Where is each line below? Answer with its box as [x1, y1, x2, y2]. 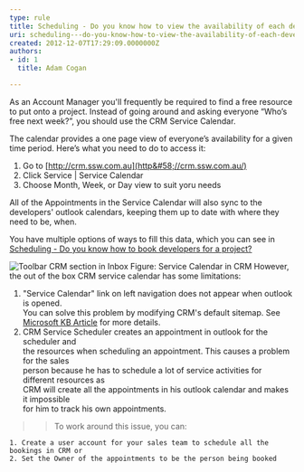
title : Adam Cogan [17, 64, 88, 73]
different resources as [22, 374, 106, 385]
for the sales [22, 354, 70, 366]
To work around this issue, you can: [53, 420, 187, 431]
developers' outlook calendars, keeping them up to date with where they [9, 206, 280, 217]
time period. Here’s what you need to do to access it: [9, 142, 206, 154]
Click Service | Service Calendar [22, 169, 144, 181]
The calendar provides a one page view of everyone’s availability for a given [9, 133, 293, 144]
